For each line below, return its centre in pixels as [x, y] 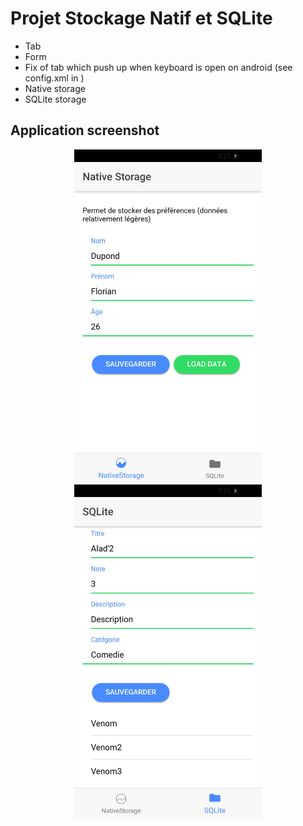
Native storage [55, 88]
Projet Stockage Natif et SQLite [141, 18]
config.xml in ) [54, 78]
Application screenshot [85, 130]
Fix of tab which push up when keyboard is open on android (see [158, 67]
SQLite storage [55, 99]
